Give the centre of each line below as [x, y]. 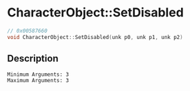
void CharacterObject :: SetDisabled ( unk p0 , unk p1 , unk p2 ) [95, 37]
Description [33, 58]
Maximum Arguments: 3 [38, 80]
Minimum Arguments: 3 [38, 74]
